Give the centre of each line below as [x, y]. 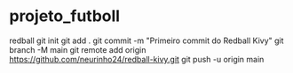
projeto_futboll [65, 16]
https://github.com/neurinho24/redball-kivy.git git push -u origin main [137, 59]
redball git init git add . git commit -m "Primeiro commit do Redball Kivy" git [146, 40]
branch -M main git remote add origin [78, 49]
